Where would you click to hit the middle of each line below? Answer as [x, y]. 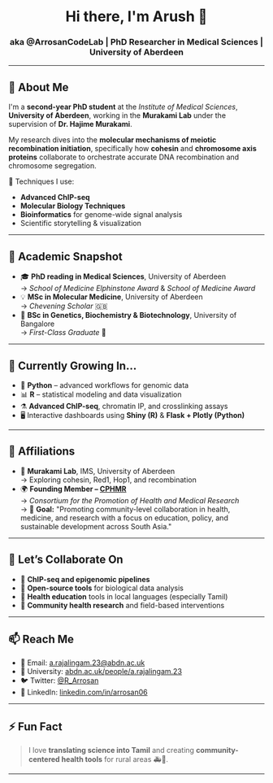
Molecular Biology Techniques [73, 206]
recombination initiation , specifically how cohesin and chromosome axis [133, 149]
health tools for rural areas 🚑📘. [115, 759]
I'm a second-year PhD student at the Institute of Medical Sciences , [123, 107]
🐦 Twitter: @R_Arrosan [59, 681]
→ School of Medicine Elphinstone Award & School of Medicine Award [138, 289]
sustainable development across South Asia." [96, 526]
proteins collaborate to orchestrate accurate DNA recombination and [124, 157]
